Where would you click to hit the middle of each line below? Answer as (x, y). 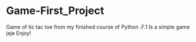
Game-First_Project (55, 11)
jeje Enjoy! (19, 33)
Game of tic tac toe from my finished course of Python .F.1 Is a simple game (98, 27)
